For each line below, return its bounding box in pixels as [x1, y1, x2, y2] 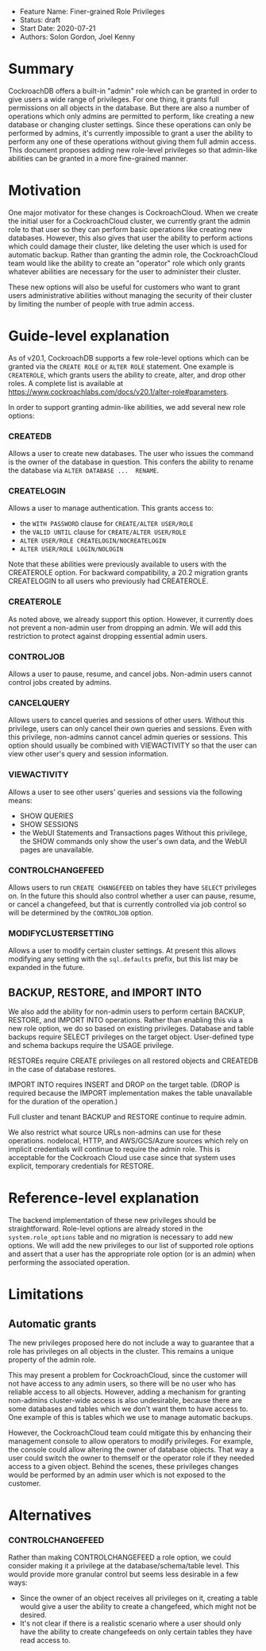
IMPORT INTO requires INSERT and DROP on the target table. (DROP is [8, 1080, 241, 1089]
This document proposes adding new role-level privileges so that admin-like [8, 145, 258, 154]
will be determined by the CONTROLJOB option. [8, 907, 153, 917]
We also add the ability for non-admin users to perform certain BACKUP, [8, 1007, 245, 1016]
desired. [19, 1610, 48, 1620]
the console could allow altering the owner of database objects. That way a [8, 1444, 254, 1454]
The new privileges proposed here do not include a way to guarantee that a [8, 1338, 255, 1347]
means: [8, 795, 33, 805]
